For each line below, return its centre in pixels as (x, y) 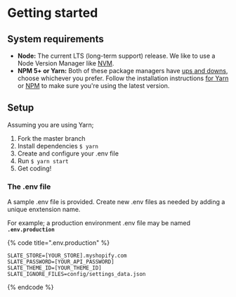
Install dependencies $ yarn (58, 146)
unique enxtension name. (44, 210)
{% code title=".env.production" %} (59, 243)
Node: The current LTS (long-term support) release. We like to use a (116, 56)
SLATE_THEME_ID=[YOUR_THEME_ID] (54, 268)
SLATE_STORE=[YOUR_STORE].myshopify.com (67, 256)
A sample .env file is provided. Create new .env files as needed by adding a (116, 202)
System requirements (55, 39)
